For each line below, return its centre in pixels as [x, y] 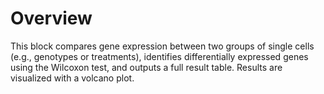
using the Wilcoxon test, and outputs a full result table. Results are [146, 67]
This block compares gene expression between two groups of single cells [162, 46]
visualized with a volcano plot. [72, 78]
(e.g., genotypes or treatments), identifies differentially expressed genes [159, 56]
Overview [51, 18]
